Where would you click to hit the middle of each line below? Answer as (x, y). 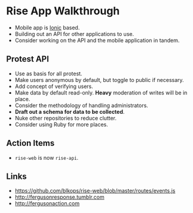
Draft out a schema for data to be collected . (70, 111)
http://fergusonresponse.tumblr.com (59, 197)
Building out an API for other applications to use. (74, 34)
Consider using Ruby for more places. (62, 124)
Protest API (28, 59)
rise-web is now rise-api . (47, 157)
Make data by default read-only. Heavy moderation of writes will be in (101, 92)
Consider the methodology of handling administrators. (81, 105)
